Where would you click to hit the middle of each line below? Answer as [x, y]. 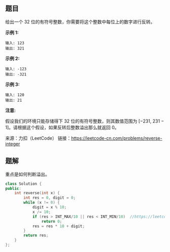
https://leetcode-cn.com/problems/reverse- [117, 138]
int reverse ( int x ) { [37, 193]
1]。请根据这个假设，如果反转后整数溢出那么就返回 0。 [62, 127]
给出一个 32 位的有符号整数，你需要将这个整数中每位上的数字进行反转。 [80, 22]
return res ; [36, 236]
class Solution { [24, 184]
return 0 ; [52, 221]
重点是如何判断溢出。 [27, 174]
